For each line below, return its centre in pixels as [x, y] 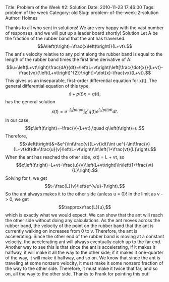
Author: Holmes [21, 18]
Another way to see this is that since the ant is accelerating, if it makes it [80, 247]
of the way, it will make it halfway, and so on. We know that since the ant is [83, 258]
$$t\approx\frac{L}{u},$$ [85, 207]
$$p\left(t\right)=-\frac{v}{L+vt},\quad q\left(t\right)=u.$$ [85, 128]
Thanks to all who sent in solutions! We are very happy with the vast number [84, 28]
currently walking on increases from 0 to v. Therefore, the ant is [71, 231]
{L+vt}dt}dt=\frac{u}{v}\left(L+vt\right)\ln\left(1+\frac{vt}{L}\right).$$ [85, 149]
